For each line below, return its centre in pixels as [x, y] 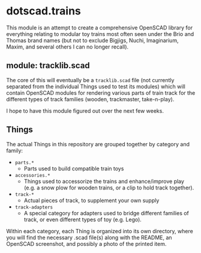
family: [14, 150]
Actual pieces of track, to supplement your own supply [91, 200]
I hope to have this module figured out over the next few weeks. [85, 111]
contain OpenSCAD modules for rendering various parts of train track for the [101, 93]
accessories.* [32, 175]
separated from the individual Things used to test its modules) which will [96, 86]
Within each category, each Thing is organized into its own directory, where [100, 231]
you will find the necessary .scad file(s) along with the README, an [89, 237]
